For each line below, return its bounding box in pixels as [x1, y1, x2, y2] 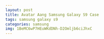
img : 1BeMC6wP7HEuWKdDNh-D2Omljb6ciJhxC [5, 26, 93, 31]
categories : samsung [5, 21, 49, 27]
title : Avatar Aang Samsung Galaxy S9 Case [5, 12, 99, 17]
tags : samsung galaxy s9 [5, 17, 58, 22]
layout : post [5, 7, 33, 13]
